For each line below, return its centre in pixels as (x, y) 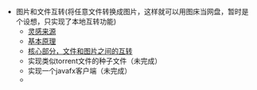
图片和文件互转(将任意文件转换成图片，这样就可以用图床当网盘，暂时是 (132, 11)
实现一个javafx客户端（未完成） (80, 71)
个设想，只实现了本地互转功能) (66, 21)
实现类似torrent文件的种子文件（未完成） (94, 61)
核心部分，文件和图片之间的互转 (80, 51)
